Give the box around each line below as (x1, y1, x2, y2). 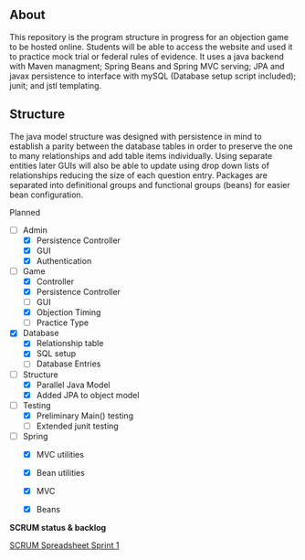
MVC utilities (36, 449, 85, 460)
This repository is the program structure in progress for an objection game (9, 31, 289, 42)
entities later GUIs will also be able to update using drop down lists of (9, 160, 269, 171)
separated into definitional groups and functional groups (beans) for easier (9, 179, 290, 190)
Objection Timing (36, 307, 101, 318)
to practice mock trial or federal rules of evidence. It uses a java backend (9, 50, 285, 62)
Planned (9, 206, 41, 217)
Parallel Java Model (36, 379, 111, 390)
